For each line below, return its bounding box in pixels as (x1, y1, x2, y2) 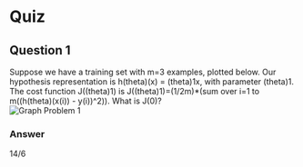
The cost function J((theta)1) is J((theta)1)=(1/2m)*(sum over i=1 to (9, 86, 260, 96)
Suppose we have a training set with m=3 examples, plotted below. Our (9, 66, 277, 77)
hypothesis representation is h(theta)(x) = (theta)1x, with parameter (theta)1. (9, 76, 294, 87)
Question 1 (9, 43, 71, 58)
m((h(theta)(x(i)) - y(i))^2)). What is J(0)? (9, 95, 162, 106)
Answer (9, 127, 45, 140)
